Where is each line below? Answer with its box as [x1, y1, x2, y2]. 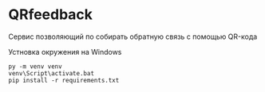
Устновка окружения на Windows [8, 47, 122, 56]
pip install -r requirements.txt [8, 76, 120, 84]
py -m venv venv [8, 62, 62, 71]
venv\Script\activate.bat [8, 69, 94, 77]
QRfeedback [8, 6, 93, 24]
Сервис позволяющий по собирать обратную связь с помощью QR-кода [8, 32, 258, 41]
